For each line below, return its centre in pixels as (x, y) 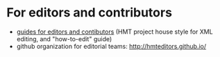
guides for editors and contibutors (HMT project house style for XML (115, 32)
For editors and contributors (90, 13)
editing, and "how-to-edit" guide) (64, 38)
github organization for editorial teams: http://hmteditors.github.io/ (111, 46)
